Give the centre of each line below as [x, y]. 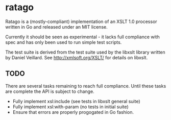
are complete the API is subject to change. [50, 91]
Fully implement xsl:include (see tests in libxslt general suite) [76, 101]
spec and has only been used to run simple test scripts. [64, 42]
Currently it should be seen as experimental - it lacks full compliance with [82, 37]
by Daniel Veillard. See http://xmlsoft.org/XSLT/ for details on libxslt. [77, 57]
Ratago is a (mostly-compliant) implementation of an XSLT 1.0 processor [81, 21]
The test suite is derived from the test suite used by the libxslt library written [86, 52]
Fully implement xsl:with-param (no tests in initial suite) [70, 107]
